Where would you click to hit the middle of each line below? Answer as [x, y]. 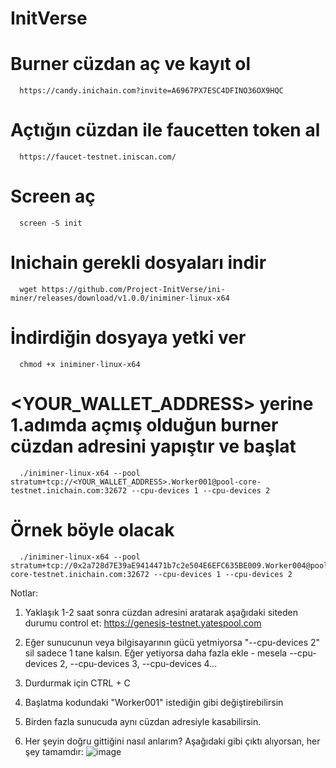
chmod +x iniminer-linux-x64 [80, 364]
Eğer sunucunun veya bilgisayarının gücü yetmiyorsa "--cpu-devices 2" [172, 642]
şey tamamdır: [54, 751]
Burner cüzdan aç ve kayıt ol [131, 64]
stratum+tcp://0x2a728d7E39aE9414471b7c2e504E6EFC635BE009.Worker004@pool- [171, 565]
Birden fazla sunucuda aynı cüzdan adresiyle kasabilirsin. [143, 721]
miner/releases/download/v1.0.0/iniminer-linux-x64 [120, 298]
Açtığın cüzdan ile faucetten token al [165, 130]
